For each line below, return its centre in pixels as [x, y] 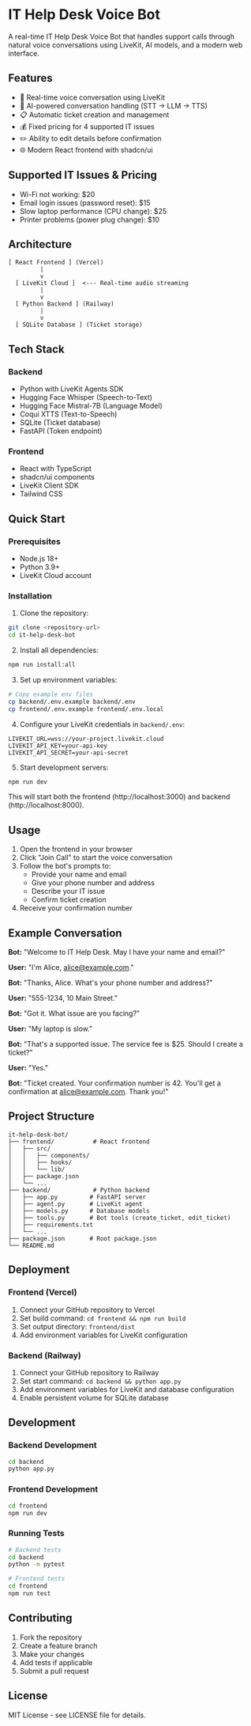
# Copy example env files [51, 694]
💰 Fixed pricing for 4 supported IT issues [87, 126]
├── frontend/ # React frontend [79, 1142]
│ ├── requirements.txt [51, 1225]
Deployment [39, 1270]
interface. [24, 53]
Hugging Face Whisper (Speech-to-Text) [86, 397]
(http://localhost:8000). [46, 805]
